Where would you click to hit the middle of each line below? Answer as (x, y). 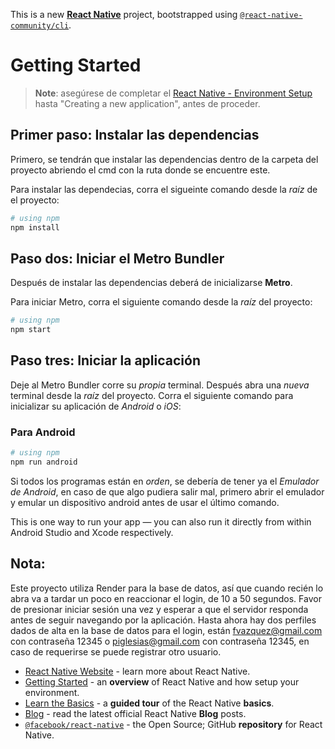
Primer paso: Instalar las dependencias (135, 135)
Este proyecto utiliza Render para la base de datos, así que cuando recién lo (167, 588)
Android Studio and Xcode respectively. (92, 532)
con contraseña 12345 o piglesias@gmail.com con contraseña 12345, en (160, 641)
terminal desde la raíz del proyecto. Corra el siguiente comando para (152, 395)
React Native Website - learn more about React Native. (137, 671)
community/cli (40, 26)
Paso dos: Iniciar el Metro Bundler (117, 258)
